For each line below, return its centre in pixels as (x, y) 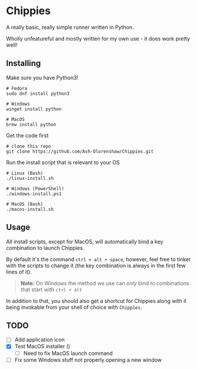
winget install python (34, 109)
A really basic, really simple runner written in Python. (70, 27)
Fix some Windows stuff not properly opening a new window (88, 360)
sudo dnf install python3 (38, 93)
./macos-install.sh (30, 209)
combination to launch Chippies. (45, 248)
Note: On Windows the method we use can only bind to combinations (105, 283)
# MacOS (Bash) (25, 204)
